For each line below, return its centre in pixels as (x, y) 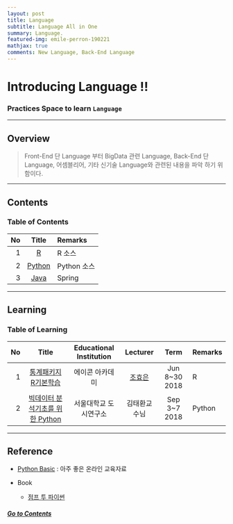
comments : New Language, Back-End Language (71, 53)
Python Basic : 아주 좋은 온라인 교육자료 (72, 469)
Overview (29, 139)
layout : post (26, 14)
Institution (94, 357)
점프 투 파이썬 (46, 497)
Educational (94, 347)
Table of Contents (38, 222)
